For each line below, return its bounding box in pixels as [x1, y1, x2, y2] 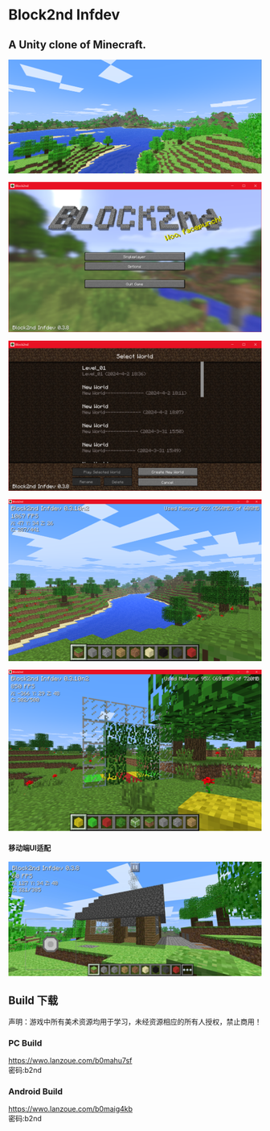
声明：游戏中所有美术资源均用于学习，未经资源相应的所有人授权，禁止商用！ [8, 1017, 262, 1026]
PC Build [8, 1037, 43, 1049]
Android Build [8, 1086, 63, 1097]
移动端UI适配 [8, 842, 51, 852]
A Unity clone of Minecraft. [8, 38, 147, 52]
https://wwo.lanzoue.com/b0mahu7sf [8, 1055, 133, 1065]
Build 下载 [8, 994, 59, 1008]
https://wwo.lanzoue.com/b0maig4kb [8, 1104, 133, 1114]
